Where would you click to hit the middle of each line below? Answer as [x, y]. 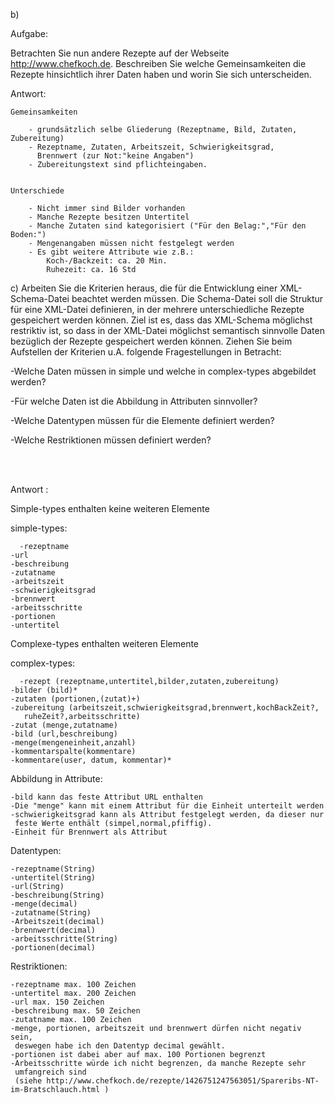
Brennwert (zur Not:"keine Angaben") [115, 156]
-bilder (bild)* [44, 690]
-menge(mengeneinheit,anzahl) [73, 743]
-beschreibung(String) [57, 895]
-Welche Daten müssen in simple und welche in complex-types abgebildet [163, 371]
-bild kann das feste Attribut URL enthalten [106, 797]
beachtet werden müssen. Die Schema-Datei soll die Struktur [197, 298]
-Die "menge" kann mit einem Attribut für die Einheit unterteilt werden [167, 806]
